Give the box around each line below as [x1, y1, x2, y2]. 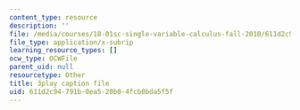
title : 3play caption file [9, 79, 110, 88]
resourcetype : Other [9, 71, 87, 80]
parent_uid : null [9, 63, 74, 72]
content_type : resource [9, 12, 98, 22]
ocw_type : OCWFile [9, 54, 78, 63]
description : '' [9, 21, 70, 30]
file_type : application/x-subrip [9, 37, 134, 47]
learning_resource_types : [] [9, 46, 118, 55]
